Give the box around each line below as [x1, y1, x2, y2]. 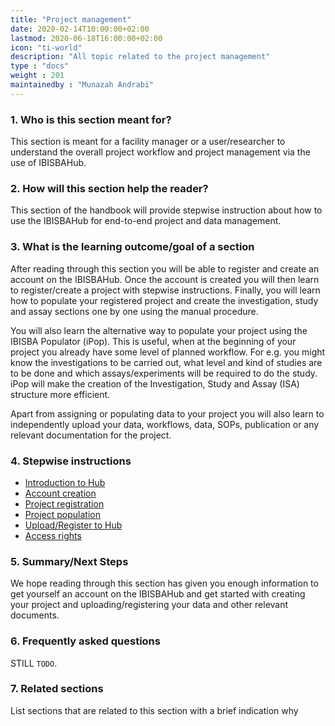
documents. [10, 609, 60, 621]
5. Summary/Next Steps [10, 554, 129, 568]
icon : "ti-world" [10, 42, 83, 53]
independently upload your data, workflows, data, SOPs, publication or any [10, 418, 320, 430]
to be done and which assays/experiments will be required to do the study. [10, 367, 318, 379]
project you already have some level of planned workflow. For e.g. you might [10, 346, 326, 358]
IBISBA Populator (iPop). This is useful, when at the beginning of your [10, 335, 297, 347]
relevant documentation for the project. [10, 429, 172, 441]
